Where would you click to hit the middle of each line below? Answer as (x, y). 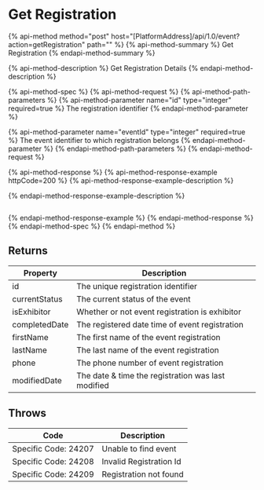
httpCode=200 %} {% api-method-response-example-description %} (121, 180)
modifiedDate (37, 380)
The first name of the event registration (148, 337)
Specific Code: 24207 (53, 448)
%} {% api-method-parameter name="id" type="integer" (139, 100)
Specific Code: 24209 (53, 474)
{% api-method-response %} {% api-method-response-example (113, 172)
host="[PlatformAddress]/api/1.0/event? (176, 36)
